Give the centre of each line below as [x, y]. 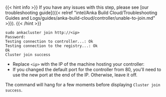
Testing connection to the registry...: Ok [52, 46]
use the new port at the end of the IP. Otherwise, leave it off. [75, 75]
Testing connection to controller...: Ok [49, 41]
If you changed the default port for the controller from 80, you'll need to [87, 69]
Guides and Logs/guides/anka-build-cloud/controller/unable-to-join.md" [80, 18]
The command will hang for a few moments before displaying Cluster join [83, 85]
